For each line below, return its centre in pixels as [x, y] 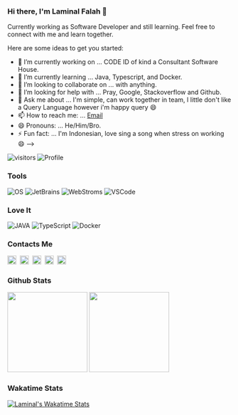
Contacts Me [30, 243]
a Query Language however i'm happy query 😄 [87, 107]
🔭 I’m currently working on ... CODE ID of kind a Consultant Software [118, 62]
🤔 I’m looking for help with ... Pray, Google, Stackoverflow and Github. [119, 93]
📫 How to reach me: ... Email [60, 115]
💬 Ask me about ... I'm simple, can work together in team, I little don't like [124, 100]
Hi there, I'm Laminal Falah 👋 [57, 11]
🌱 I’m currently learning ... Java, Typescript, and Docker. [100, 77]
